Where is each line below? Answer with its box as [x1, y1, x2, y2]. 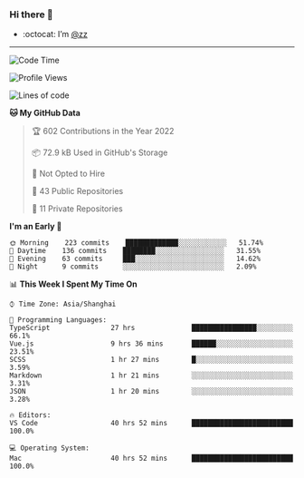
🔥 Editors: [9, 411, 52, 420]
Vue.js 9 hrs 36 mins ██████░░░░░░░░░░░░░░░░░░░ [9, 339, 294, 348]
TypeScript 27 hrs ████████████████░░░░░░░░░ [9, 324, 294, 333]
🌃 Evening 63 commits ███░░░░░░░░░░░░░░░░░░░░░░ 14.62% [9, 254, 261, 264]
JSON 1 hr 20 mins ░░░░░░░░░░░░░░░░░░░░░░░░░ [9, 387, 294, 396]
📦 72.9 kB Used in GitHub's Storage [31, 147, 168, 158]
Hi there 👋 [9, 8, 54, 21]
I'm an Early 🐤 [9, 221, 62, 232]
